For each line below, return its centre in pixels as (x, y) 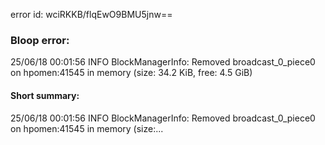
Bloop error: (40, 40)
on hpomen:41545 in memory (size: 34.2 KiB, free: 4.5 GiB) (131, 73)
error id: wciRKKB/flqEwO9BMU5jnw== (91, 14)
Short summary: (45, 95)
